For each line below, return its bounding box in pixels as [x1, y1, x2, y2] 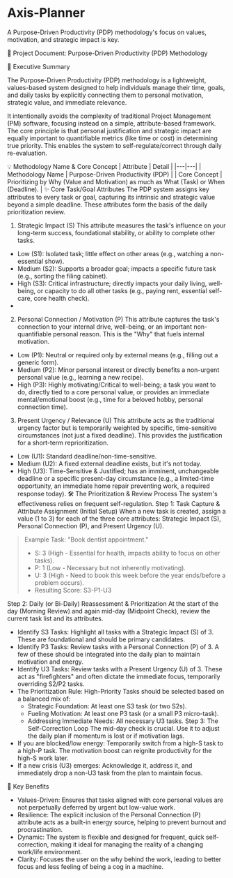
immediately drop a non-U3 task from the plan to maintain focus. [17, 768, 203, 777]
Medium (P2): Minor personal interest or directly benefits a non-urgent [17, 365, 220, 374]
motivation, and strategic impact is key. [7, 35, 120, 43]
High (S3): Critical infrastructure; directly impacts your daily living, [17, 279, 207, 288]
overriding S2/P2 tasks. [17, 679, 85, 688]
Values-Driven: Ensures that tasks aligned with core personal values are [17, 796, 224, 804]
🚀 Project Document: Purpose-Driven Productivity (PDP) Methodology [7, 49, 208, 57]
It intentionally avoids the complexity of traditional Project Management [7, 112, 211, 120]
